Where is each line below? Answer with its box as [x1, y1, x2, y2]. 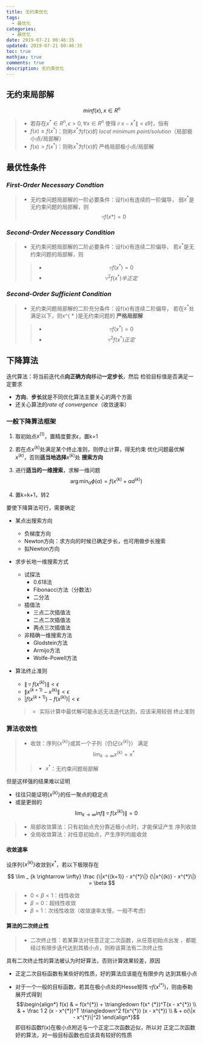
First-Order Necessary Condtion [6, 181, 104, 189]
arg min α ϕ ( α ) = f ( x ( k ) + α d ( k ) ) [70, 476, 143, 486]
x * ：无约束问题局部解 [45, 764, 99, 772]
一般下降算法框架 [6, 417, 56, 425]
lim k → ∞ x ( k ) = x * [93, 750, 135, 759]
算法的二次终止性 [6, 922, 49, 929]
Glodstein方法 [33, 639, 68, 646]
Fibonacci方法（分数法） [33, 586, 95, 594]
